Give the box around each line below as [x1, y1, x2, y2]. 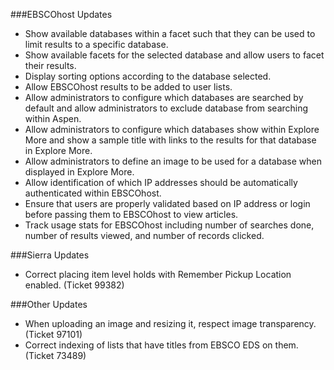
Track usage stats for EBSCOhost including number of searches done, [24, 219, 315, 231]
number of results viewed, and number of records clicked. [24, 230, 265, 241]
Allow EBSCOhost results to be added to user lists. [24, 81, 233, 93]
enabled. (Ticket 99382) [24, 279, 125, 291]
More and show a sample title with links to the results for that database [24, 134, 317, 146]
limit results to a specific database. [24, 39, 169, 50]
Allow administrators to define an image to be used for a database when [24, 155, 322, 167]
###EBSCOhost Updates [10, 9, 113, 20]
